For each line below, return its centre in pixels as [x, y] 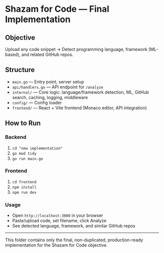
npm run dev [24, 192]
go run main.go [28, 159]
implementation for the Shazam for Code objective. [56, 245]
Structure [20, 70]
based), [13, 54]
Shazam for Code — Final [57, 9]
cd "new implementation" [37, 148]
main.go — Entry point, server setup [48, 81]
